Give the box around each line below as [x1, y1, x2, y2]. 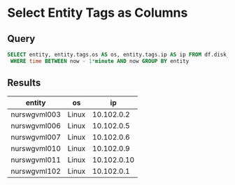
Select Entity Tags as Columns [7, 5, 188, 21]
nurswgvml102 [10, 166, 62, 176]
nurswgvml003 [10, 110, 62, 119]
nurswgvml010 [10, 143, 62, 153]
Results [7, 77, 41, 89]
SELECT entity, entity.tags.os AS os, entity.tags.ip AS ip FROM [7, 51, 201, 58]
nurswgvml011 [10, 155, 62, 165]
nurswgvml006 [10, 121, 62, 131]
